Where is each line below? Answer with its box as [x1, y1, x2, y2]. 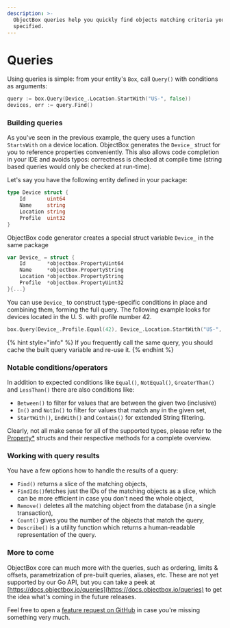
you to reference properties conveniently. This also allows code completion [7, 148, 220, 156]
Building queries [7, 118, 63, 127]
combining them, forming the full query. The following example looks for [7, 305, 211, 314]
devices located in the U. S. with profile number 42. [7, 312, 152, 321]
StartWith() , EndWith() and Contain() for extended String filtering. [16, 414, 205, 422]
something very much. [7, 613, 71, 621]
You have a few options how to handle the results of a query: [7, 466, 179, 475]
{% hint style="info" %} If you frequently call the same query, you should [7, 338, 214, 347]
